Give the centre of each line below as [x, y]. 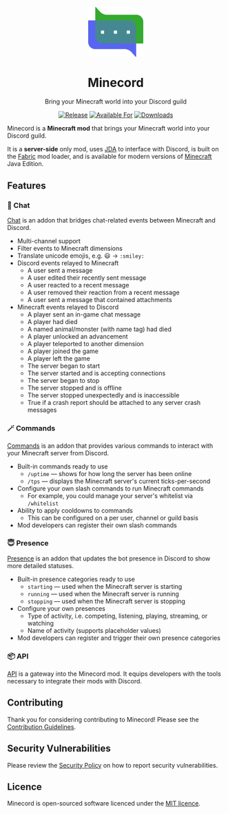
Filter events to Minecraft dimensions [70, 248]
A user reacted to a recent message [78, 285]
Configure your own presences [61, 608]
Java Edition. [25, 164]
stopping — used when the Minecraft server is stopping [106, 601]
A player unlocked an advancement [78, 337]
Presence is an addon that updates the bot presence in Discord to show [109, 558]
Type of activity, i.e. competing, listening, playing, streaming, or [117, 616]
